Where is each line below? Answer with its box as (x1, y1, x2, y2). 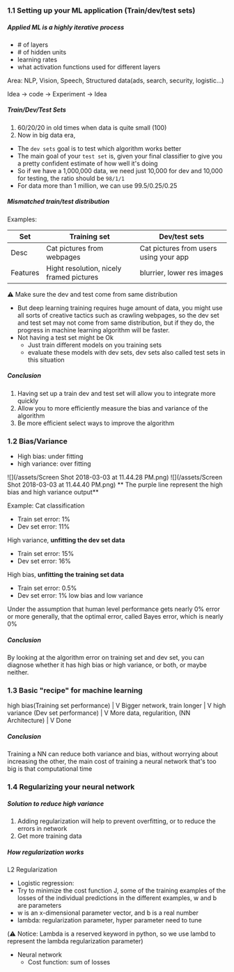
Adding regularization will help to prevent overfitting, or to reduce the (17, 817, 216, 825)
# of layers (17, 40, 49, 49)
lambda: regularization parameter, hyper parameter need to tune (17, 916, 202, 925)
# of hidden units (17, 47, 67, 56)
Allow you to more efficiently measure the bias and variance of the (17, 404, 208, 412)
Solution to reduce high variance (7, 799, 104, 808)
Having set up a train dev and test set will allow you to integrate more (17, 389, 216, 397)
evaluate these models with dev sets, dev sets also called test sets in (27, 348, 226, 356)
